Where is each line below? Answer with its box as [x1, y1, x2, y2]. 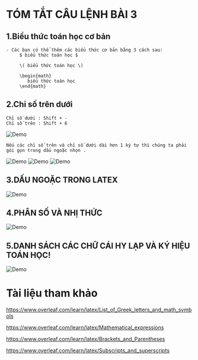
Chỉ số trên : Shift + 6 [6, 120, 68, 126]
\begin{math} [19, 73, 52, 79]
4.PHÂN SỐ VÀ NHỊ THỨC [6, 208, 103, 218]
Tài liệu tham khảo [6, 286, 98, 300]
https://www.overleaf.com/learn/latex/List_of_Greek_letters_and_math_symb [6, 306, 192, 313]
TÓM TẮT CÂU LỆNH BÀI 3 [6, 8, 138, 21]
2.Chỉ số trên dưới [6, 100, 73, 110]
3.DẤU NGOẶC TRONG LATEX [6, 175, 119, 185]
